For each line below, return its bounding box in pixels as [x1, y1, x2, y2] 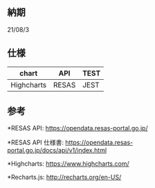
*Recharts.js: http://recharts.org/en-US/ [7, 173, 122, 182]
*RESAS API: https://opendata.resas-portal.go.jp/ [7, 124, 148, 133]
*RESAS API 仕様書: [7, 138, 64, 147]
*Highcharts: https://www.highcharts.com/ [7, 160, 129, 168]
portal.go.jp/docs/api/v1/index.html [7, 146, 107, 155]
